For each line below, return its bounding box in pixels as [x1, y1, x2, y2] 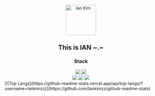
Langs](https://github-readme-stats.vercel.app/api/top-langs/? [17, 80, 143, 86]
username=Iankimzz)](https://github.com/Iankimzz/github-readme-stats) [4, 85, 151, 91]
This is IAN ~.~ [58, 43, 104, 52]
